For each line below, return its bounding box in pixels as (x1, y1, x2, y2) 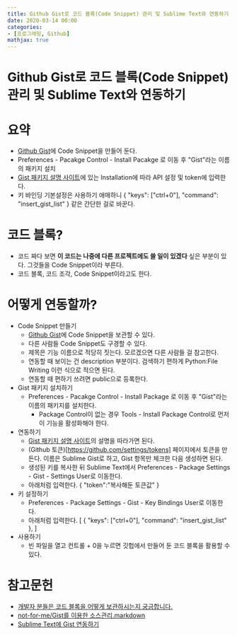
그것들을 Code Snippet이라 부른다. (27, 261, 124, 269)
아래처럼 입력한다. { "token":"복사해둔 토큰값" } (28, 481, 160, 489)
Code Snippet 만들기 (17, 322, 77, 330)
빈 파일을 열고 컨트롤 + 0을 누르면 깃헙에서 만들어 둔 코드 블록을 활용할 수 (28, 542, 231, 550)
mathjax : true (7, 37, 50, 44)
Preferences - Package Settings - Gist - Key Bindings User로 (28, 499, 205, 507)
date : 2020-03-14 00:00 (7, 17, 78, 24)
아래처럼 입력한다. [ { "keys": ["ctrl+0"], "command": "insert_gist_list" (28, 516, 228, 525)
